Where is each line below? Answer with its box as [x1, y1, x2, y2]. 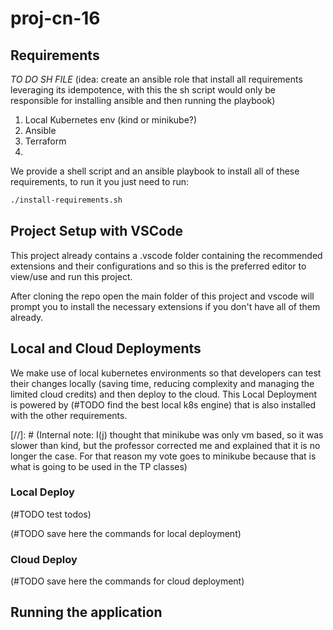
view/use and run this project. [10, 270, 133, 282]
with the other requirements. [10, 409, 128, 421]
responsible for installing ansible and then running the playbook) [10, 95, 276, 106]
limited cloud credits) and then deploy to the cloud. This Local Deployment [10, 388, 318, 400]
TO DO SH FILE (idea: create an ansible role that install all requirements [10, 73, 303, 85]
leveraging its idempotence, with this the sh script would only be [10, 84, 276, 96]
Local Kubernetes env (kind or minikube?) [24, 114, 198, 126]
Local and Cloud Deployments [10, 340, 202, 357]
